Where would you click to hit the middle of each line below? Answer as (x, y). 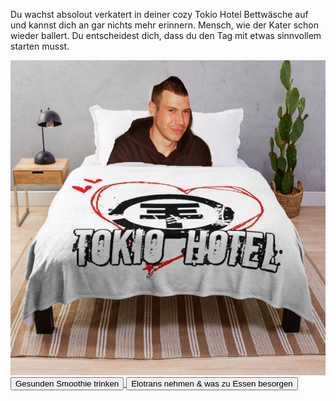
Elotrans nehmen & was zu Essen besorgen (212, 384)
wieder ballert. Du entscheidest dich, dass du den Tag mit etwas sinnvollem (166, 35)
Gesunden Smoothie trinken (67, 384)
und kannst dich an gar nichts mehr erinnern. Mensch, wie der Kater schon (164, 25)
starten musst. (40, 46)
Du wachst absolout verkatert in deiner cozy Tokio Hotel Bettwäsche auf (159, 14)
